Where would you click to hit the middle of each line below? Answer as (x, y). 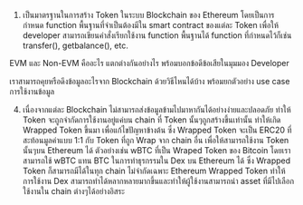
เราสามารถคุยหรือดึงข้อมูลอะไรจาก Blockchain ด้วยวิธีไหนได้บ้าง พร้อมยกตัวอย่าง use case (150, 81)
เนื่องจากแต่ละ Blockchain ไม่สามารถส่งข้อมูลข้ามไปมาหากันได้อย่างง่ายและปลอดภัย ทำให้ (156, 109)
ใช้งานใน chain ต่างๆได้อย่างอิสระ (73, 191)
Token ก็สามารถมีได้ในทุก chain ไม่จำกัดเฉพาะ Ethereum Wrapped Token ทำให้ (154, 171)
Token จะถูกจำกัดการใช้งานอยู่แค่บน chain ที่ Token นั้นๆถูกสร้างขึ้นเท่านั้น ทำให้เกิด (151, 120)
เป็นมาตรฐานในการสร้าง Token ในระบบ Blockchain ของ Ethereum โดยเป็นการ (148, 15)
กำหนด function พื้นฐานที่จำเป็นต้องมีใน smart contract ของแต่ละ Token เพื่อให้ (150, 25)
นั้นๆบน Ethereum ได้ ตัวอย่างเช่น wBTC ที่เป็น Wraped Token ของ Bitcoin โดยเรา (156, 150)
